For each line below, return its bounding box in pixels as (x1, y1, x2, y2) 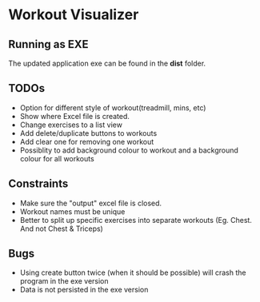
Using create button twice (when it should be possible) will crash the (19, 268, 246, 277)
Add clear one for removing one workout (19, 137, 154, 146)
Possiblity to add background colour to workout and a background (19, 145, 238, 155)
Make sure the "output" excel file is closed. (19, 198, 162, 208)
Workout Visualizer (8, 6, 139, 24)
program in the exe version (19, 276, 110, 286)
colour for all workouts (19, 153, 94, 163)
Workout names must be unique (19, 206, 126, 217)
